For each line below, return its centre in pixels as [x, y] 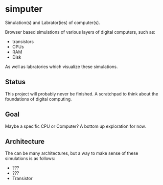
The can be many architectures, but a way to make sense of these [72, 153]
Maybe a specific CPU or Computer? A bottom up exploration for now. [76, 126]
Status [15, 82]
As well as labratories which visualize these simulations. [62, 67]
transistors [23, 41]
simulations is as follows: [30, 159]
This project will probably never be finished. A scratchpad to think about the [81, 93]
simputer [24, 9]
